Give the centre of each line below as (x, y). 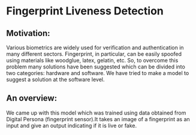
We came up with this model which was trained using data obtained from (96, 113)
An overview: (32, 98)
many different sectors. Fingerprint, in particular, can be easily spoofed (94, 54)
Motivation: (28, 33)
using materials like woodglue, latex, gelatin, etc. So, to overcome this (92, 60)
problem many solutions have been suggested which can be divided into (96, 67)
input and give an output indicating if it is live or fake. (72, 125)
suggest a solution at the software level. (55, 79)
